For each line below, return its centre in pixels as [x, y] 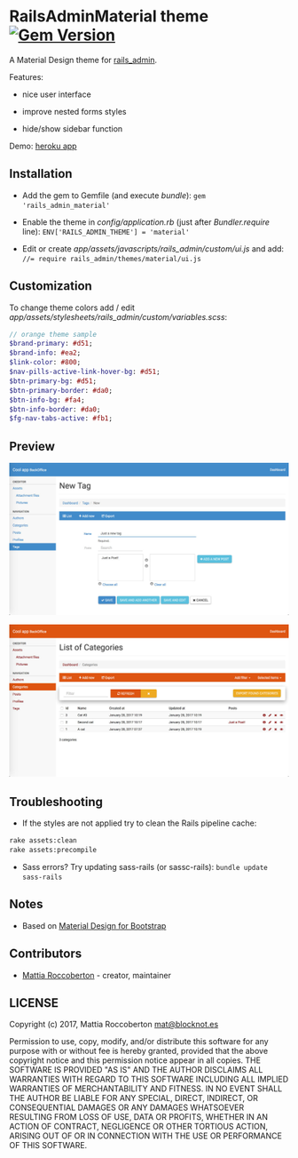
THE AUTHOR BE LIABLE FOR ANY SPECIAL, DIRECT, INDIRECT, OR [134, 1098]
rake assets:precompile [53, 851]
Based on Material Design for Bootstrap [94, 925]
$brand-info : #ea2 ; [45, 353]
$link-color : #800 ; [45, 363]
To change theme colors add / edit [72, 307]
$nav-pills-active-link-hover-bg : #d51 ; [85, 372]
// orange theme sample [53, 334]
